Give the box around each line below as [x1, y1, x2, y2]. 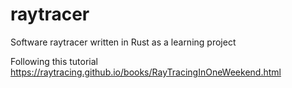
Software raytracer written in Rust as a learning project [10, 36, 237, 48]
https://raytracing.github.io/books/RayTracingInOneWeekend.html [10, 66, 282, 78]
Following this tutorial [10, 55, 98, 67]
